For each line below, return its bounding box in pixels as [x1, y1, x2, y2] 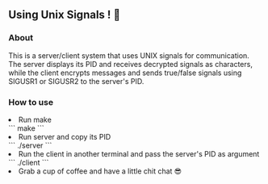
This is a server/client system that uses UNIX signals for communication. [8, 50, 250, 61]
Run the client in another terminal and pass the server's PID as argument [19, 148, 260, 158]
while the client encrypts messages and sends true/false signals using [8, 68, 242, 77]
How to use [8, 96, 54, 107]
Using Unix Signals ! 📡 [8, 8, 121, 22]
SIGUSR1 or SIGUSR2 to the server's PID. [8, 76, 144, 86]
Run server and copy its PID [19, 132, 111, 141]
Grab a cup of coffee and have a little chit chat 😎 [19, 166, 182, 176]
